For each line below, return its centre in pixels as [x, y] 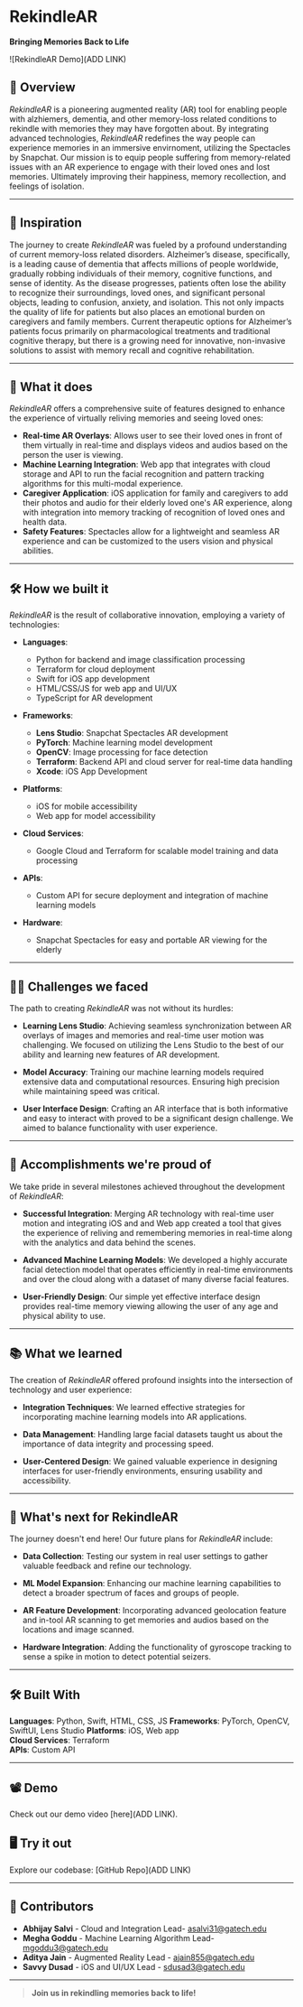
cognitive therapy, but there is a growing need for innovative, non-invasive [147, 340]
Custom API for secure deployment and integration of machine [152, 896]
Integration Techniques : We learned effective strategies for [133, 1407]
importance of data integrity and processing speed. [118, 1444]
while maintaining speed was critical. [91, 1091]
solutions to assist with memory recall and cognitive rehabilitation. [132, 350]
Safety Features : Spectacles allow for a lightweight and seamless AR [151, 532]
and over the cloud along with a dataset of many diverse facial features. [156, 1278]
